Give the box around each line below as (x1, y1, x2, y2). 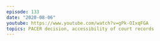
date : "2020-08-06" (6, 14, 56, 20)
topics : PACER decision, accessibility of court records (6, 25, 155, 32)
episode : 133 (6, 8, 40, 15)
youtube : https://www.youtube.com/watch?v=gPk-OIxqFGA (6, 20, 149, 26)
